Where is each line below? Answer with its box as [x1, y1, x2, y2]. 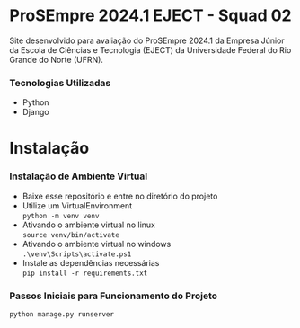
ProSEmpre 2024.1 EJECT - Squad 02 [9, 5, 292, 26]
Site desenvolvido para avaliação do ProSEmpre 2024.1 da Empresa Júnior [9, 35, 285, 46]
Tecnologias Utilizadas [9, 76, 111, 89]
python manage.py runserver [9, 310, 115, 319]
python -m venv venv [22, 211, 100, 220]
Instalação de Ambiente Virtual [9, 170, 148, 182]
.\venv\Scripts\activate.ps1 [22, 249, 132, 259]
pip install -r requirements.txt [22, 269, 148, 278]
